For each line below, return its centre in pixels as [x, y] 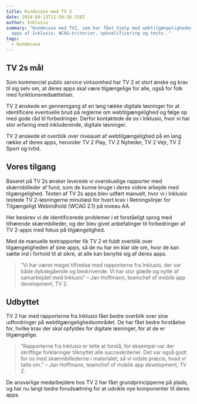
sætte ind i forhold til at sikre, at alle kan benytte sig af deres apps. [86, 253]
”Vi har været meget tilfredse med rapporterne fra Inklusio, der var [101, 265]
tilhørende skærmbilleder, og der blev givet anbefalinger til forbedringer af [96, 223]
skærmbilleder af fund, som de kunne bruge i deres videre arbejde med [92, 187]
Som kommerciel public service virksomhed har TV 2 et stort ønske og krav [97, 82]
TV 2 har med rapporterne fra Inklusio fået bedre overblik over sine [87, 316]
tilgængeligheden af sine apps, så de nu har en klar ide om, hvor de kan [93, 247]
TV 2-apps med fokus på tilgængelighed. [56, 230]
